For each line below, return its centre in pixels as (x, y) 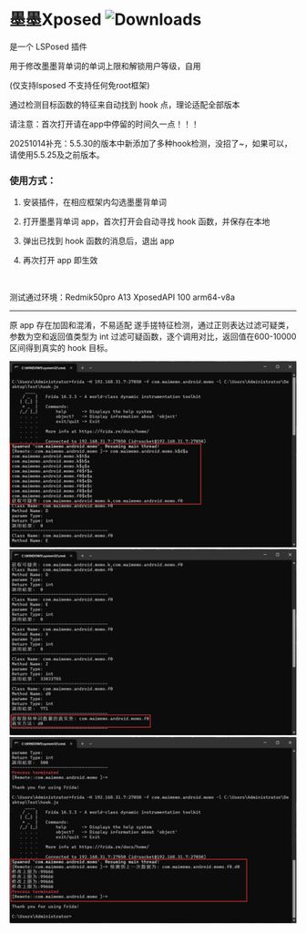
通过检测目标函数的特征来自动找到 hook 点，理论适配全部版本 (125, 104)
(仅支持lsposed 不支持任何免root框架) (80, 85)
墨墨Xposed (56, 20)
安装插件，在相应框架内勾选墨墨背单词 (94, 202)
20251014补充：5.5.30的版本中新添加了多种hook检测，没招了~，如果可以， (151, 143)
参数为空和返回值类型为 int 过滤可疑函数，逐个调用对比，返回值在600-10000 (153, 337)
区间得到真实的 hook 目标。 (61, 348)
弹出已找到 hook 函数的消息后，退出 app (98, 241)
